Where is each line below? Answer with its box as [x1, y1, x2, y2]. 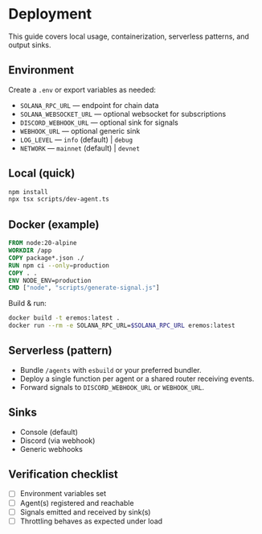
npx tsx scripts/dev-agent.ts [8, 195, 110, 204]
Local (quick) [8, 167, 76, 180]
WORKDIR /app [8, 246, 52, 255]
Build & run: [8, 299, 47, 308]
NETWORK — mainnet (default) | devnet [19, 143, 141, 153]
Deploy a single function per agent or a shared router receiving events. [19, 374, 255, 383]
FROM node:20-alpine [8, 239, 78, 247]
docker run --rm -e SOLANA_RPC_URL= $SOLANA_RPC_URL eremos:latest [8, 321, 235, 330]
